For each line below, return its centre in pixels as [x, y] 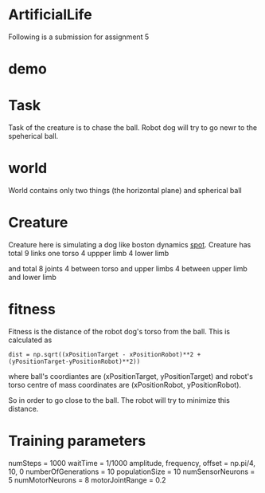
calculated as [30, 340]
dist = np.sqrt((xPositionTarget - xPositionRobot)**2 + [105, 354]
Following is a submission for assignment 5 [79, 37]
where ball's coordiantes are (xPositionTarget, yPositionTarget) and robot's [131, 376]
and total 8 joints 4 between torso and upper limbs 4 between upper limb [128, 268]
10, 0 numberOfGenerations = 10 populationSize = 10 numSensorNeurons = [132, 471]
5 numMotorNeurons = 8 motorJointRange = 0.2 [87, 479]
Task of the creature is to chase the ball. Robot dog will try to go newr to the [132, 128]
